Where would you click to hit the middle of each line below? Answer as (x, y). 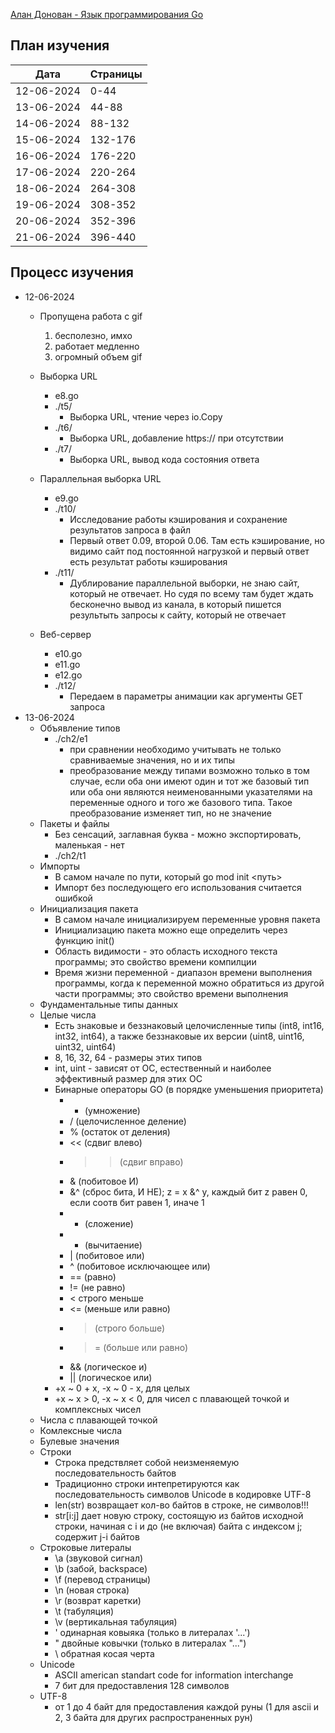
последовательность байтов (115, 1473)
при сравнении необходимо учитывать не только (175, 749)
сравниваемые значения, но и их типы (152, 760)
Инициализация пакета (89, 908)
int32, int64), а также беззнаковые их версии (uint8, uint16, (179, 1036)
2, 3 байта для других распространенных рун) (153, 1717)
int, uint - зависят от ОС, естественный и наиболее (163, 1068)
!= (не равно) (97, 1287)
